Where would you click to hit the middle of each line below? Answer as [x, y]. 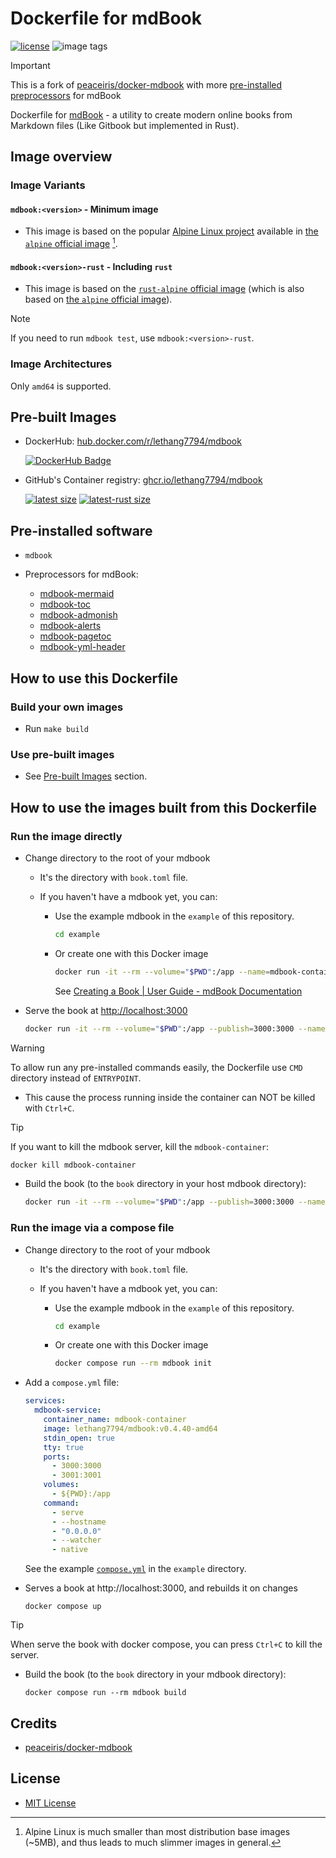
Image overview [61, 157]
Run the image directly [66, 836]
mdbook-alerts [70, 626]
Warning [27, 1048]
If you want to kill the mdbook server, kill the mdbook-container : [140, 1146]
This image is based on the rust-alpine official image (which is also [164, 289]
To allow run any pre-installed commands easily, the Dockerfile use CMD [156, 1067]
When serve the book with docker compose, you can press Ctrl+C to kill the [166, 1644]
